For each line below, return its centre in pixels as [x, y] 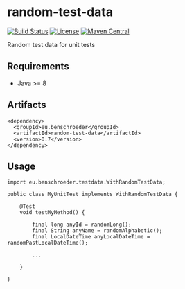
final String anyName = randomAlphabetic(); [97, 231]
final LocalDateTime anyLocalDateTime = [91, 237]
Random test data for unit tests [51, 44]
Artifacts [27, 105]
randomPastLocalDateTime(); [48, 243]
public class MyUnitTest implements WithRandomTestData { [92, 195]
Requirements [38, 67]
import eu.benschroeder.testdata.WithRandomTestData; [87, 182]
